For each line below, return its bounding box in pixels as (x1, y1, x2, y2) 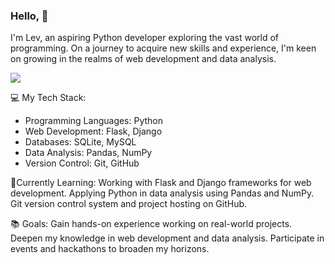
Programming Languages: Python (24, 115, 164, 127)
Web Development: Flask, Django (24, 125, 163, 138)
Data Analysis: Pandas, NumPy (24, 147, 153, 159)
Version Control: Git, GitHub (24, 157, 140, 169)
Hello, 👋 (10, 9, 49, 23)
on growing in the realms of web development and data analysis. (10, 53, 277, 65)
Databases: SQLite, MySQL (24, 136, 137, 148)
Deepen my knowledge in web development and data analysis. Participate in (10, 232, 325, 244)
